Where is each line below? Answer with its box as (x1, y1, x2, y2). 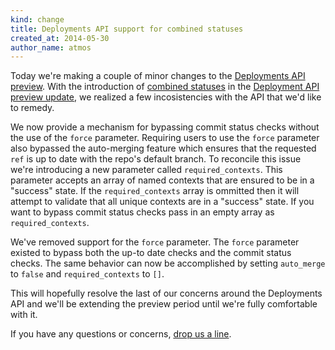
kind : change (10, 14, 65, 25)
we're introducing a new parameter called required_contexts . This (10, 164, 283, 176)
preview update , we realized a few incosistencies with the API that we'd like (10, 91, 322, 103)
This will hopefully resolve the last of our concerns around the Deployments (10, 287, 323, 300)
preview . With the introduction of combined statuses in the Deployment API (10, 81, 320, 93)
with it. (10, 309, 38, 321)
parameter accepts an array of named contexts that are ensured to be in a (10, 174, 315, 186)
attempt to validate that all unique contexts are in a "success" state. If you (10, 196, 315, 208)
